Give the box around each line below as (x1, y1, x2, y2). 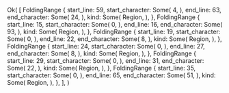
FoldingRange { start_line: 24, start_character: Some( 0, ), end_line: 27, (7, 42, 205, 50)
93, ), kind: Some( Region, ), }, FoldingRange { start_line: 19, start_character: (7, 27, 221, 36)
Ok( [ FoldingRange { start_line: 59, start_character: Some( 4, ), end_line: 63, (7, 6, 222, 14)
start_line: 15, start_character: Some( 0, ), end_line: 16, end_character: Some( (7, 21, 223, 28)
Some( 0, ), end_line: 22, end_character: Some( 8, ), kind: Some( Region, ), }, (7, 35, 222, 43)
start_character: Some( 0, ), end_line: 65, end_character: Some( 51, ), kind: (7, 71, 216, 79)
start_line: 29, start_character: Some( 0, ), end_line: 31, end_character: (7, 57, 204, 64)
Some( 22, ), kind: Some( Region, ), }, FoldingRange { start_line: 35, (7, 64, 196, 72)
